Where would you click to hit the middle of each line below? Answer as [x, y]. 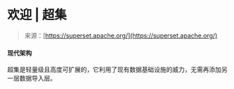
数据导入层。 [38, 79]
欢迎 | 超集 [37, 15]
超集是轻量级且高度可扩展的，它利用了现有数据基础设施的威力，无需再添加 [114, 70]
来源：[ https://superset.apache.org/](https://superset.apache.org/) [121, 35]
